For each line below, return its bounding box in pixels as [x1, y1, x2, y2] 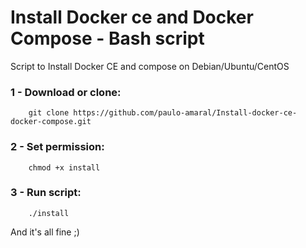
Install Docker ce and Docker [10, 6, 254, 29]
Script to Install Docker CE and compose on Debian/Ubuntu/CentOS [10, 60, 290, 72]
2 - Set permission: [10, 140, 105, 154]
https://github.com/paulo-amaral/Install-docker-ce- [73, 108, 298, 118]
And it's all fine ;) [10, 226, 80, 238]
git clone [28, 108, 70, 118]
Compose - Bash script [10, 27, 205, 50]
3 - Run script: [10, 186, 82, 200]
